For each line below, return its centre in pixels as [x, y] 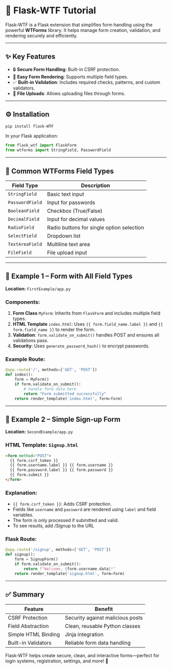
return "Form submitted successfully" [65, 394]
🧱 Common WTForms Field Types [60, 171]
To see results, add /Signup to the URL [53, 526]
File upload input [67, 253]
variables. [23, 515]
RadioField [21, 227]
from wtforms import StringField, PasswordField [58, 150]
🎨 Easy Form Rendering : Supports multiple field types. [70, 77]
